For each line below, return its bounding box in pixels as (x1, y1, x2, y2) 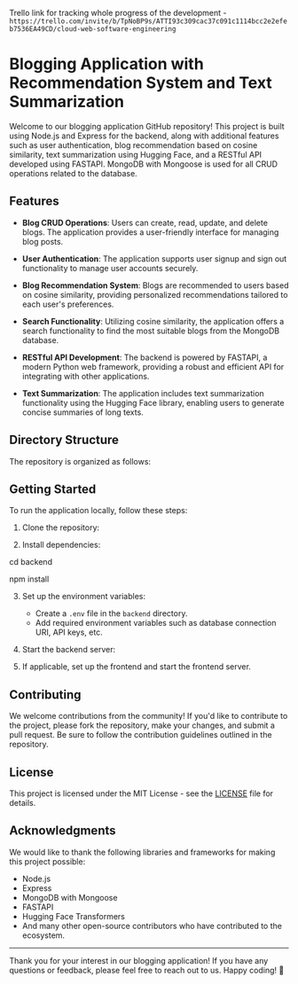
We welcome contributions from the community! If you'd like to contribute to (9, 711, 288, 722)
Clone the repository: (21, 522, 100, 533)
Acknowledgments (9, 824, 117, 839)
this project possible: (9, 855, 86, 867)
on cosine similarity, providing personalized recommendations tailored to (21, 289, 288, 300)
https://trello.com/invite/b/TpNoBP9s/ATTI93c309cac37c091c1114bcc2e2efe (9, 17, 288, 26)
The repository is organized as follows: (9, 456, 152, 466)
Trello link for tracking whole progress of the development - (9, 8, 228, 18)
